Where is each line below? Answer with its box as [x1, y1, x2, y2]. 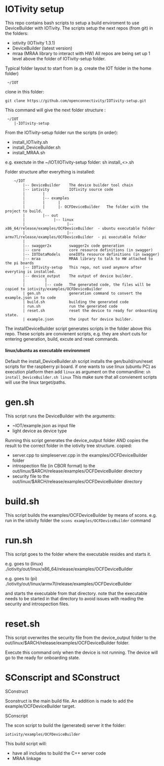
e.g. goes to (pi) [5, 575, 38, 582]
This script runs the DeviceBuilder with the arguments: [5, 413, 116, 419]
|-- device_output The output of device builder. [23, 273, 133, 278]
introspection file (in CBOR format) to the [12, 463, 96, 469]
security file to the [12, 473, 49, 479]
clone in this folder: [5, 89, 44, 94]
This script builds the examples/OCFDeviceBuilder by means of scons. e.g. [5, 512, 157, 518]
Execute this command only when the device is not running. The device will [5, 649, 158, 655]
